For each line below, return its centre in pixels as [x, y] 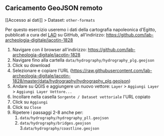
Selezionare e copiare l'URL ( [42, 70]
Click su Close [27, 107]
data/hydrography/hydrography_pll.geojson [64, 118]
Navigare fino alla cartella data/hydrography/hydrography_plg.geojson [83, 60]
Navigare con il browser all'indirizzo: [50, 49]
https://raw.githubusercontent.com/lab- [112, 70]
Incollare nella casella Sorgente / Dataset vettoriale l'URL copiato [81, 97]
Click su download [31, 65]
